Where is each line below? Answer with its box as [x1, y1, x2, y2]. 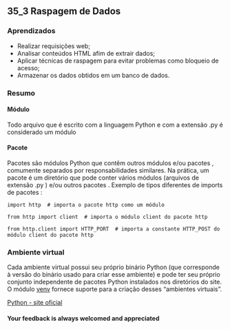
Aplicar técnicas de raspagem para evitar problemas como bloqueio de [17, 56, 219, 65]
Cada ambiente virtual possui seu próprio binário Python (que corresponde [7, 263, 220, 271]
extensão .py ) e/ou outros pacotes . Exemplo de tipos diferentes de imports [7, 181, 223, 189]
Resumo [7, 88, 36, 98]
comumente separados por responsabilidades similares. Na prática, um [7, 167, 209, 175]
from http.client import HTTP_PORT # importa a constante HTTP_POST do [7, 226, 220, 233]
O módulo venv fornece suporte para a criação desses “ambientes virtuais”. [7, 285, 222, 293]
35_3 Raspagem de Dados [7, 6, 121, 17]
